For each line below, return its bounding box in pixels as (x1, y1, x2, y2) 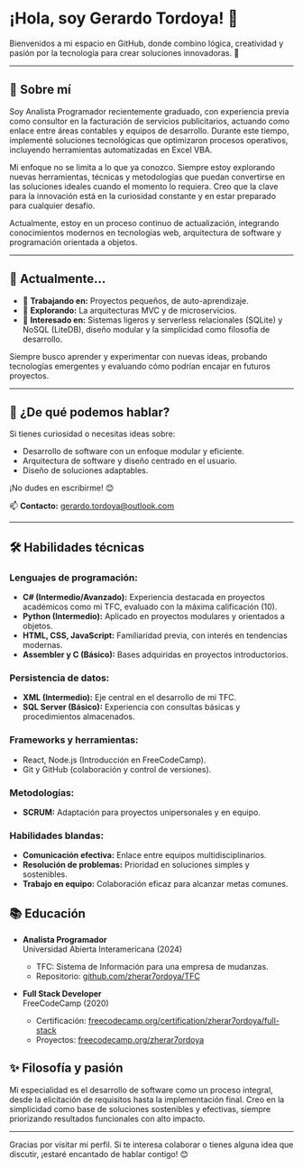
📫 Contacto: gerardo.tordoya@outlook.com (9, 500, 174, 512)
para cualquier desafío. (9, 200, 96, 211)
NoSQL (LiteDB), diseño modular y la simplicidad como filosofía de (22, 324, 271, 334)
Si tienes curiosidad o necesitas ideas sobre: (9, 428, 176, 440)
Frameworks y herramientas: (9, 734, 139, 746)
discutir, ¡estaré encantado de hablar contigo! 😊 (9, 1148, 189, 1159)
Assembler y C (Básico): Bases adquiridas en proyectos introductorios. (22, 649, 289, 661)
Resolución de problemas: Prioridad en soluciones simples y (22, 860, 250, 871)
